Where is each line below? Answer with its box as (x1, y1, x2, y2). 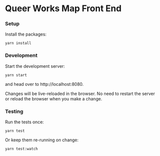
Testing (5, 108, 23, 115)
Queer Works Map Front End (5, 3, 122, 14)
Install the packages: (5, 31, 47, 37)
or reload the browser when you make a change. (5, 96, 102, 101)
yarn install (5, 41, 32, 46)
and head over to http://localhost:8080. (5, 81, 84, 87)
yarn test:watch (5, 147, 38, 152)
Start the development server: (5, 63, 65, 69)
